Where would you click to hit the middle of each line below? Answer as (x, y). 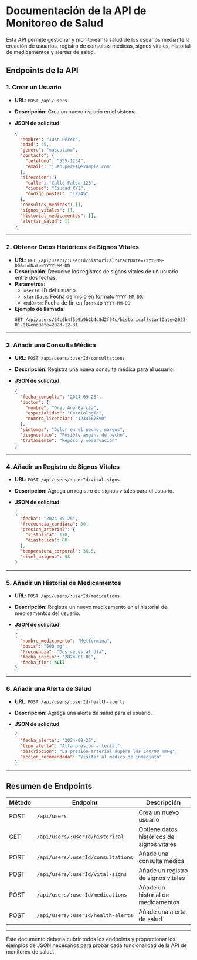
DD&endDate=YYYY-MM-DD (42, 266)
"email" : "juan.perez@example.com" (69, 166)
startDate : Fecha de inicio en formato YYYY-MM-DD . (83, 296)
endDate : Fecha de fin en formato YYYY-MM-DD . (77, 302)
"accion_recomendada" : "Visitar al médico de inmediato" (91, 757)
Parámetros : (30, 284)
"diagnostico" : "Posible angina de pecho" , (74, 435)
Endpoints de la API (42, 71)
